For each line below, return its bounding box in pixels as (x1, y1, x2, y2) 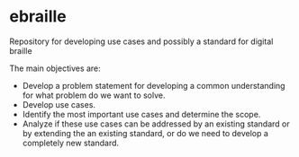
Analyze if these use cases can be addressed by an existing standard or (22, 118, 290, 129)
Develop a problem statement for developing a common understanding (22, 80, 285, 91)
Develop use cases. (22, 99, 96, 109)
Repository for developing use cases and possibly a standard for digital (9, 36, 274, 47)
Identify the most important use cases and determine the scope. (22, 109, 261, 119)
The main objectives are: (9, 63, 101, 74)
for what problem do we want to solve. (22, 90, 166, 100)
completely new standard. (22, 137, 120, 148)
